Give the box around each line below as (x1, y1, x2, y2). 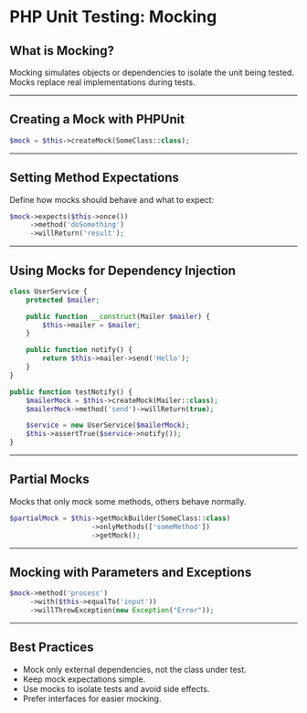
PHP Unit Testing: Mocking (9, 6, 217, 27)
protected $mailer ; (26, 295, 101, 304)
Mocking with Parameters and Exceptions (9, 564, 252, 580)
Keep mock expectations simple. (22, 674, 146, 685)
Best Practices (9, 640, 94, 655)
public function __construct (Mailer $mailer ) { (26, 312, 210, 321)
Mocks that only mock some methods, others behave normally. (9, 495, 247, 506)
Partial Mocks (9, 472, 90, 487)
